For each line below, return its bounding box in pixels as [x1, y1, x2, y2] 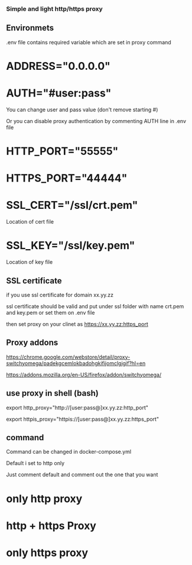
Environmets [6, 23, 54, 33]
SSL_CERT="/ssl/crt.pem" [6, 199, 138, 212]
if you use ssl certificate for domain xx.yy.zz [6, 291, 114, 298]
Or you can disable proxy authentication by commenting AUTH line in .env [6, 117, 186, 124]
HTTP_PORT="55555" [6, 144, 119, 158]
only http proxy [6, 492, 83, 505]
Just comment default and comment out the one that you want [6, 471, 158, 478]
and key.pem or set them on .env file [6, 309, 95, 316]
